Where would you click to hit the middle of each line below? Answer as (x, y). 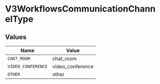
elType (19, 19)
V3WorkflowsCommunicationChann (80, 9)
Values (16, 37)
